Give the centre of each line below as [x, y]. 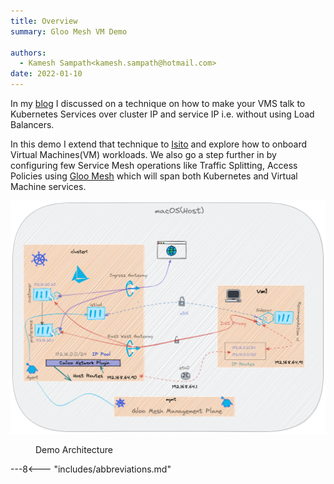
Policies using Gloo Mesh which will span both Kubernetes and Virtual [154, 176]
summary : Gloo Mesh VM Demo [69, 31]
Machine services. [48, 186]
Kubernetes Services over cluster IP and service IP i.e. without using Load [162, 114]
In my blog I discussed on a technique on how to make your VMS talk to [158, 103]
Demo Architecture [74, 449]
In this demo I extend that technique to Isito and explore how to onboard [159, 144]
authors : [28, 53]
